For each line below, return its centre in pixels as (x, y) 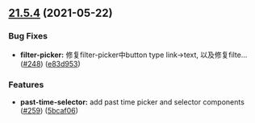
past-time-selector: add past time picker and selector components (132, 102)
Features (26, 84)
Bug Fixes (28, 36)
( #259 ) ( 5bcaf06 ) (49, 110)
